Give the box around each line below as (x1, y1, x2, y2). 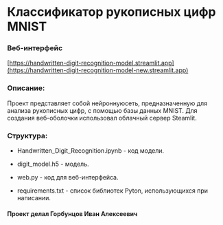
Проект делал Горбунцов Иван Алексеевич (7, 209, 138, 217)
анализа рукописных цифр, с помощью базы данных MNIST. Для (7, 106, 198, 114)
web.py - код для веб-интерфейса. (16, 173, 119, 182)
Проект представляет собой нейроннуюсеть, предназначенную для (7, 99, 208, 107)
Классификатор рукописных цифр (7, 4, 216, 20)
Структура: (7, 131, 48, 140)
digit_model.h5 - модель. (16, 160, 89, 169)
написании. (16, 194, 51, 202)
